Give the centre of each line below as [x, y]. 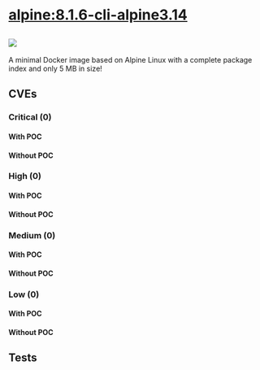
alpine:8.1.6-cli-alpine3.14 [98, 15]
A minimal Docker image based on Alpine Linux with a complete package [130, 60]
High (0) [25, 176]
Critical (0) [30, 117]
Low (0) [24, 294]
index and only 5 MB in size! [56, 68]
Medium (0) [32, 235]
